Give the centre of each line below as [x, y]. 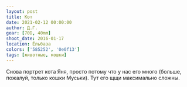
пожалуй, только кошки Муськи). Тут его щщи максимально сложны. [93, 78]
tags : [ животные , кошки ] [36, 55]
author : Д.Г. [22, 28]
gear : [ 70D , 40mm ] [28, 33]
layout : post [22, 11]
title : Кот [19, 17]
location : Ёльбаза [28, 44]
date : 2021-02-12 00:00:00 [39, 22]
